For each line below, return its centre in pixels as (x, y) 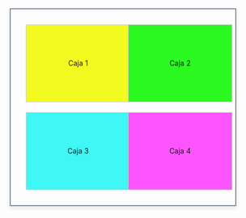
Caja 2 (180, 63)
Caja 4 (180, 151)
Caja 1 (78, 63)
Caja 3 (78, 151)
